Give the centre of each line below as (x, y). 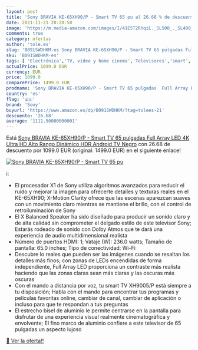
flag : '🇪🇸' (21, 99)
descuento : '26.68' (30, 115)
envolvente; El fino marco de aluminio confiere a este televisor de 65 (98, 323)
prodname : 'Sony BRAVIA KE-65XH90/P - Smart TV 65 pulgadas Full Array (97, 88)
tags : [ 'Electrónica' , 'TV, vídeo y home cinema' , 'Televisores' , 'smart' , (99, 61)
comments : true (25, 34)
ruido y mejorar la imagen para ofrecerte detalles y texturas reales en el (102, 191)
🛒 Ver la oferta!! (25, 341)
